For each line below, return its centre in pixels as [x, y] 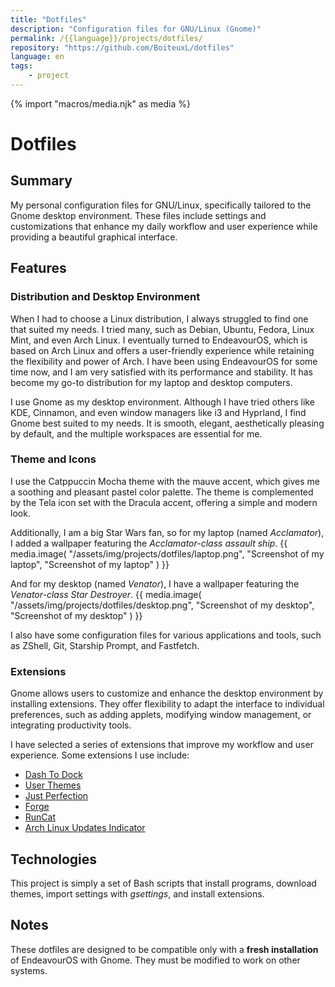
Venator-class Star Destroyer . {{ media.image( [106, 594]
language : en [37, 57]
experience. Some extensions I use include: [100, 755]
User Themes [53, 785]
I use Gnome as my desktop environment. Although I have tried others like [162, 402]
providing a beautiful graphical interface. [94, 237]
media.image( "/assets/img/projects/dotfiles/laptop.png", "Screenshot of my [167, 553]
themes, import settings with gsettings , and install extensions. [137, 893]
